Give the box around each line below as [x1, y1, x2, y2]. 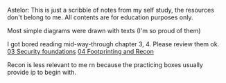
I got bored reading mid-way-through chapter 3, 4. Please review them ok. [7, 40, 220, 48]
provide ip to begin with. [7, 68, 76, 76]
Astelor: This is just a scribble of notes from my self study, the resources [7, 6, 215, 14]
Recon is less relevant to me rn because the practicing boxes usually [7, 61, 203, 68]
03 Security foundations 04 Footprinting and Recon [7, 48, 154, 55]
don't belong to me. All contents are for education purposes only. [7, 13, 193, 21]
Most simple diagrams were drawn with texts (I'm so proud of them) [7, 27, 201, 35]
